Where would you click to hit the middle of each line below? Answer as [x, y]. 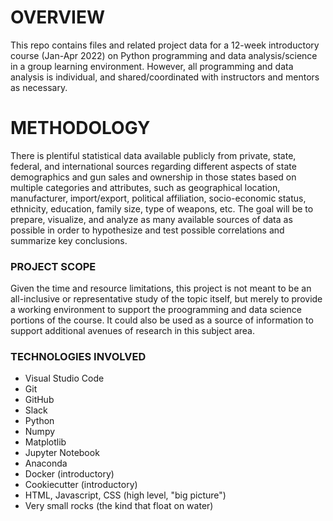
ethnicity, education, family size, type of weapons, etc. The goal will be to [162, 208]
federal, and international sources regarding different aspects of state [153, 166]
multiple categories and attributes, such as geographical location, [145, 187]
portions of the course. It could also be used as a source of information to [162, 320]
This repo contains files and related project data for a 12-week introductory [165, 45]
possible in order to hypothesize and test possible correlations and [147, 230]
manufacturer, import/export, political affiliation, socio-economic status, [158, 198]
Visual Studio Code [64, 378]
